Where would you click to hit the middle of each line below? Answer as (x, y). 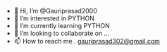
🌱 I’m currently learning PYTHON (62, 26)
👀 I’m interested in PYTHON (54, 18)
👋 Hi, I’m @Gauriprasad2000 (55, 11)
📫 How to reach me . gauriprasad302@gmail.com (87, 41)
